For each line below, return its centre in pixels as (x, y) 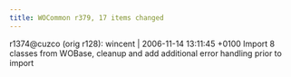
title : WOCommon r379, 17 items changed (87, 18)
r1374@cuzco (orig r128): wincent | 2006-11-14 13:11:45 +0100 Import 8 (142, 43)
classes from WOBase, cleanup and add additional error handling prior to (146, 53)
